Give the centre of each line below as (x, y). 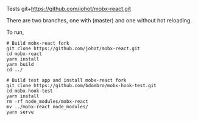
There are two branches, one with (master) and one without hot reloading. (99, 20)
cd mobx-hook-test (30, 91)
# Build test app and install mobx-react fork (66, 80)
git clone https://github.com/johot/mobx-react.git (73, 48)
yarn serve (20, 112)
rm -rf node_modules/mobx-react (47, 102)
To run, (15, 32)
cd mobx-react (24, 54)
